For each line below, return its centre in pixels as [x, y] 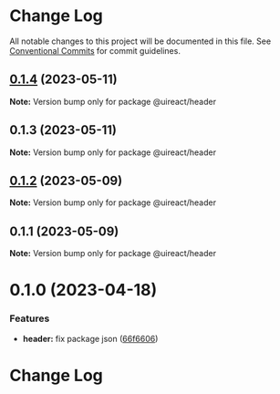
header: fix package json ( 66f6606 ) [90, 338]
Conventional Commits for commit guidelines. [95, 50]
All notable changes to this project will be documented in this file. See [140, 41]
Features [30, 318]
